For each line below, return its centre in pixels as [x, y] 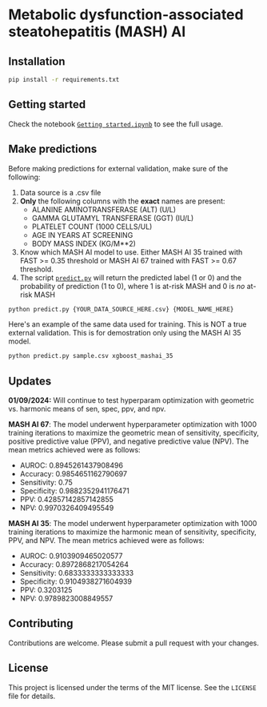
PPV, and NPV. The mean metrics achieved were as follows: [107, 540]
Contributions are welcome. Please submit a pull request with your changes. [134, 643]
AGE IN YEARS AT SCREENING [82, 235]
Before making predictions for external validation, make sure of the [118, 168]
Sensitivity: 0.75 [46, 483]
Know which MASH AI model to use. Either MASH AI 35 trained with [131, 252]
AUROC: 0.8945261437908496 [72, 465]
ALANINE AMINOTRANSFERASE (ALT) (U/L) [104, 209]
